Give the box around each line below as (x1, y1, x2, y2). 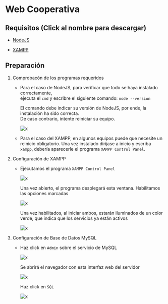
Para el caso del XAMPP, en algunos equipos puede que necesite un (20, 135, 163, 141)
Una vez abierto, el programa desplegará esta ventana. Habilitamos (20, 185, 160, 191)
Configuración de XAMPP (12, 155, 66, 162)
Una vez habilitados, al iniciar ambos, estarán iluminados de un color (20, 210, 163, 216)
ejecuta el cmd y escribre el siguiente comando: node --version (20, 95, 151, 101)
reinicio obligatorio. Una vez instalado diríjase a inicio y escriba (20, 140, 151, 147)
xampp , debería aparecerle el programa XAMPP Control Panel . (20, 146, 145, 152)
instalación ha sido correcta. (20, 110, 79, 116)
